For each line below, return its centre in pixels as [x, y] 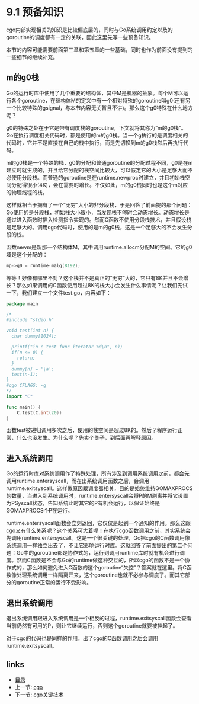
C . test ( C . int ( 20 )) [39, 412]
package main [22, 304]
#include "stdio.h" [30, 320]
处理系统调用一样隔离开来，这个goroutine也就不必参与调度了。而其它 [101, 575]
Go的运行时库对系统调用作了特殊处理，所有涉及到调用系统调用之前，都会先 [98, 473]
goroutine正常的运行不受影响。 [54, 583]
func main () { [24, 407]
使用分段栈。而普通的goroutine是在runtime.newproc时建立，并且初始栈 [98, 177]
